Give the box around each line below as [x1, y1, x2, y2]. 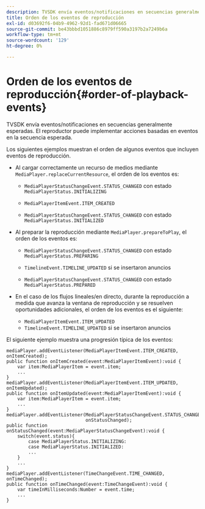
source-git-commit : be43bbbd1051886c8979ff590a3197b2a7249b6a [6, 26, 168, 32]
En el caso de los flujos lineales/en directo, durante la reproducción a [15, 292, 189, 300]
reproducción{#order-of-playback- [6, 88, 189, 101]
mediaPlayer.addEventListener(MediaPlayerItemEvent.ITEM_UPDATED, [6, 380, 179, 386]
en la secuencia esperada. [6, 134, 73, 141]
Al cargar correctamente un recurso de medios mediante [15, 164, 159, 171]
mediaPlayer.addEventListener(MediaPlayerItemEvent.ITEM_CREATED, [6, 347, 179, 354]
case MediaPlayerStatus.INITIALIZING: [28, 438, 127, 444]
